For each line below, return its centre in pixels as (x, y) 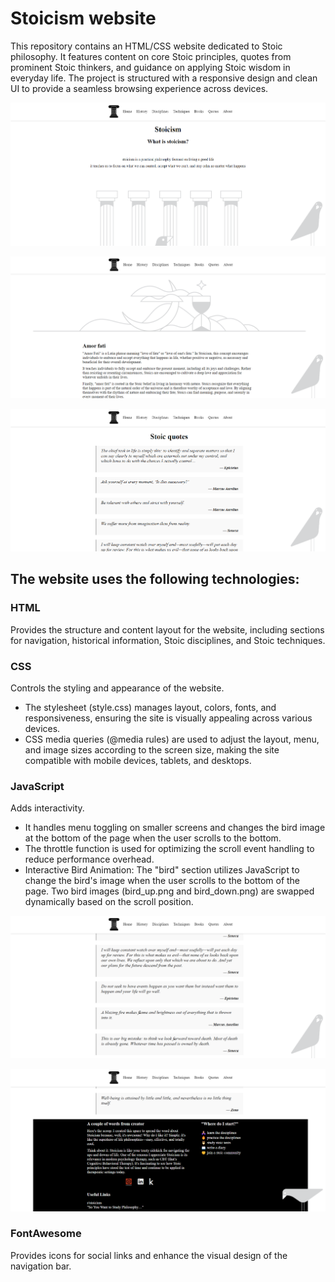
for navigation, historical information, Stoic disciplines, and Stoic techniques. (168, 640)
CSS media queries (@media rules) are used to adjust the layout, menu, (172, 739)
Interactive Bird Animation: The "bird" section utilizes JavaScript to (162, 870)
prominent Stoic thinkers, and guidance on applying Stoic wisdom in (150, 67)
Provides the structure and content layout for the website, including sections (167, 629)
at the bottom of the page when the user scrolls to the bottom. (153, 838)
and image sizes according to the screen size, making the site (152, 750)
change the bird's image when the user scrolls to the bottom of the (162, 881)
